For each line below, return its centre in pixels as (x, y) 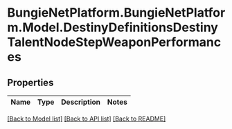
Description (81, 102)
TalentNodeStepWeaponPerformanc (114, 42)
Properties (30, 82)
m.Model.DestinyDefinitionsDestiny (113, 27)
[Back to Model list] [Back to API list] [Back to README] (87, 119)
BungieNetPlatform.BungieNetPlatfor (116, 13)
